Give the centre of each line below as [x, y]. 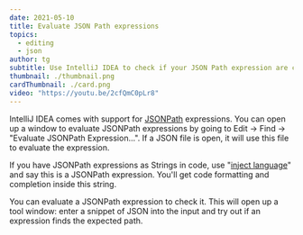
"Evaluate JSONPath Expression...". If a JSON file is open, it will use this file [149, 138]
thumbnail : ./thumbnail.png [62, 77]
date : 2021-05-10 [42, 18]
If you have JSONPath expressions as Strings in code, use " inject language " [150, 165]
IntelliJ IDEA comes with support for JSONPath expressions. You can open [147, 119]
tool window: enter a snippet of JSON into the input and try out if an [135, 211]
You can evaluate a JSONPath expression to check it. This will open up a [144, 201]
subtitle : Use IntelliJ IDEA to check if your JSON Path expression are [149, 68]
